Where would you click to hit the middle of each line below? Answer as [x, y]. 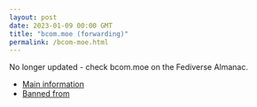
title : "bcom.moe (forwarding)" [69, 34]
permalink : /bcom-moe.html [59, 42]
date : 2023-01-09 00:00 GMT [61, 26]
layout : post [33, 17]
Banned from [46, 94]
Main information [53, 84]
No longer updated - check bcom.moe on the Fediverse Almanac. [128, 67]
